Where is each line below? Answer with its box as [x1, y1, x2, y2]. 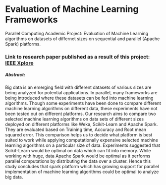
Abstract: [5, 72, 26, 78]
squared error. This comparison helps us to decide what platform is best [5, 131, 153, 137]
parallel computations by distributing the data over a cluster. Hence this [5, 158, 151, 164]
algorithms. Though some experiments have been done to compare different [5, 100, 161, 106]
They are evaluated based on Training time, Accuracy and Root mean [5, 126, 147, 132]
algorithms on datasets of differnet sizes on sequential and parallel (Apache [5, 36, 160, 42]
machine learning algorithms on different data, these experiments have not [5, 105, 158, 111]
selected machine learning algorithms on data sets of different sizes [5, 116, 144, 122]
